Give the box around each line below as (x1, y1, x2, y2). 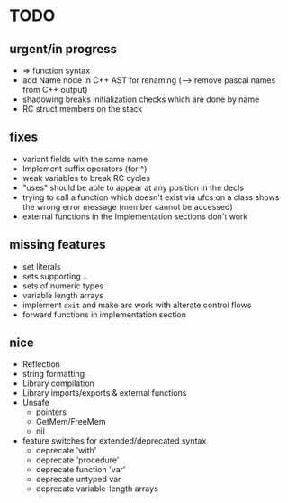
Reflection (22, 359, 61, 370)
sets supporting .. (22, 270, 88, 281)
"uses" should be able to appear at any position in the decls (22, 182, 245, 193)
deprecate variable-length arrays (35, 483, 159, 494)
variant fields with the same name (22, 153, 148, 164)
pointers (35, 407, 67, 417)
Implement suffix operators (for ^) (22, 163, 148, 174)
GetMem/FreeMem (35, 416, 106, 427)
